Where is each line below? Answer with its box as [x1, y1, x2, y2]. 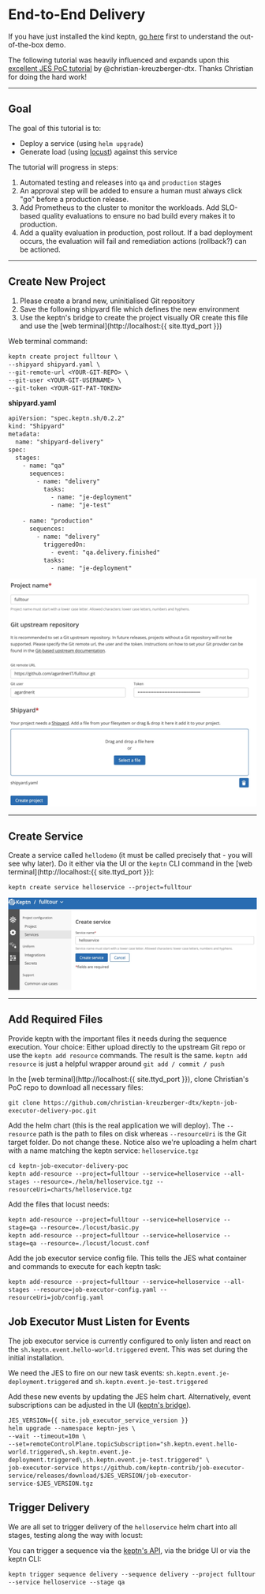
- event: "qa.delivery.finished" [50, 548, 160, 556]
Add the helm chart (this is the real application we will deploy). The [8, 1121, 226, 1130]
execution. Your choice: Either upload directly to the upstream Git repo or [8, 1042, 246, 1051]
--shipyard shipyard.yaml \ [8, 361, 101, 369]
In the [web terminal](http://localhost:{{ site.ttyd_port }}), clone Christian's [8, 1074, 249, 1083]
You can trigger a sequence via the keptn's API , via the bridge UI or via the [8, 1545, 251, 1555]
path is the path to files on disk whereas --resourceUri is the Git [38, 1128, 247, 1138]
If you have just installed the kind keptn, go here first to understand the [8, 32, 239, 41]
